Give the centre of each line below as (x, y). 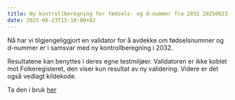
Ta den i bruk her (32, 90)
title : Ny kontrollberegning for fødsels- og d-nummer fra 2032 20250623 (118, 14)
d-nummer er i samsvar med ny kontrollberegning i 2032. (90, 48)
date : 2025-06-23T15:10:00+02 (52, 20)
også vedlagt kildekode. (42, 76)
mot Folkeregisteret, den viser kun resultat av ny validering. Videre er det (113, 69)
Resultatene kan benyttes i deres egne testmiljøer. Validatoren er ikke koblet (117, 61)
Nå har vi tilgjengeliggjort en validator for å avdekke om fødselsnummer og (115, 40)
